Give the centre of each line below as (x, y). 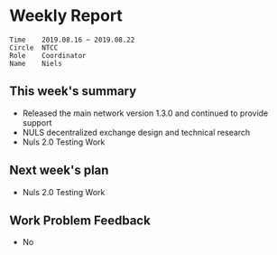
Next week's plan (59, 170)
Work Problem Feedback (80, 220)
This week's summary (73, 91)
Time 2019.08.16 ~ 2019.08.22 (72, 40)
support (37, 122)
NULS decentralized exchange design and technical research (136, 132)
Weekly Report (66, 16)
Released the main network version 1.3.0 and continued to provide (145, 113)
